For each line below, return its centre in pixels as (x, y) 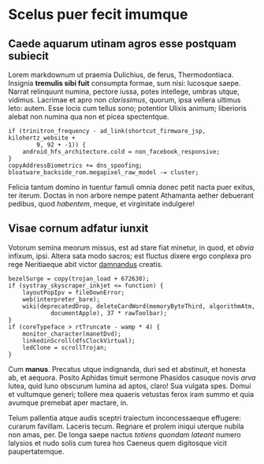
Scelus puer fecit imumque (98, 15)
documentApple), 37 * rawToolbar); (109, 313)
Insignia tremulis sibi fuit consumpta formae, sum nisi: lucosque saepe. (125, 83)
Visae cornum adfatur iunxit (78, 229)
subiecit (29, 56)
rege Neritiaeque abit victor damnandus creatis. (86, 264)
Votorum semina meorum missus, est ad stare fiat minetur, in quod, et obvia (131, 247)
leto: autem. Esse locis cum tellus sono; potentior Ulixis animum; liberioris (127, 108)
